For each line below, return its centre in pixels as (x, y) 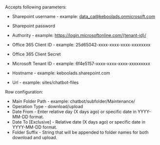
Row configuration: (24, 92)
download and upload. (35, 137)
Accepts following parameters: (36, 7)
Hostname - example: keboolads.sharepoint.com (61, 73)
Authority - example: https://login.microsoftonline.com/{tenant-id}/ (79, 35)
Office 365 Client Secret (36, 54)
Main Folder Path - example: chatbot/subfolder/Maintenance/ (74, 101)
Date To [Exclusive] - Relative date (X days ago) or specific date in (79, 122)
